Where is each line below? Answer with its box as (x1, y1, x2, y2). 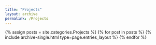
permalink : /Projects (5, 16, 49, 21)
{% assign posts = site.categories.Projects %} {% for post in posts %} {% (5, 30, 152, 35)
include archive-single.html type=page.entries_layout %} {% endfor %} (5, 34, 147, 40)
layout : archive (5, 12, 38, 16)
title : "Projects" (5, 7, 42, 12)
